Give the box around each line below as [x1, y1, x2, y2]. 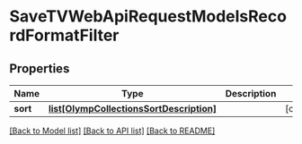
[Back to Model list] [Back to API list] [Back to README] [9, 125, 216, 136]
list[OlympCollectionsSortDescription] [48, 103, 218, 114]
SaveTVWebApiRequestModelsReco [9, 6, 288, 27]
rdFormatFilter [9, 25, 120, 46]
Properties [9, 61, 70, 76]
